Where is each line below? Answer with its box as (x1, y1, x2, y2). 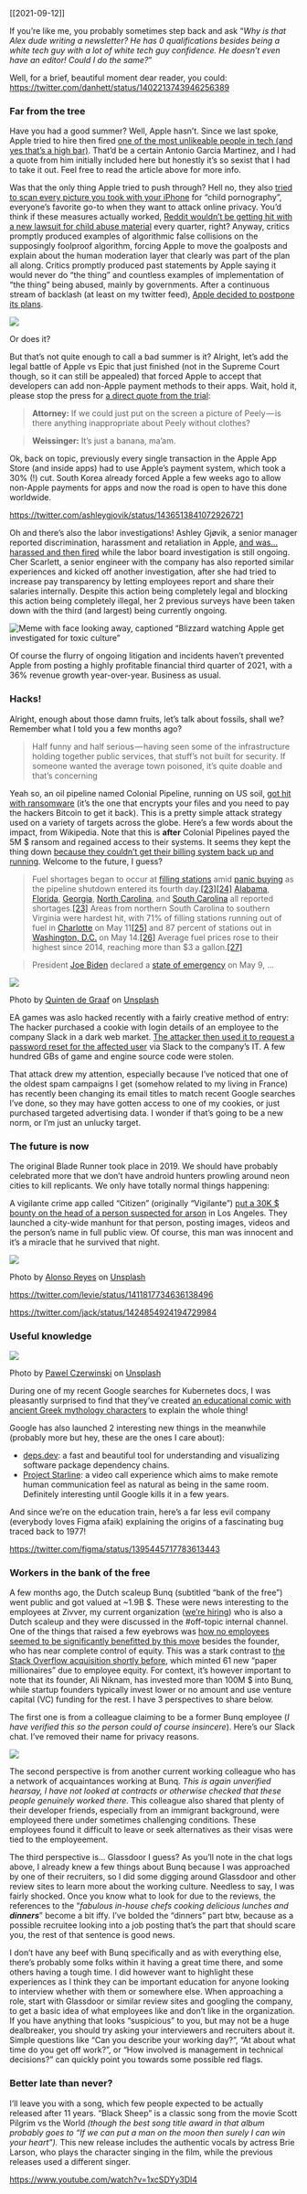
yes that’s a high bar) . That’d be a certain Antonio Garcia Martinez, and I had (9, 145, 297, 156)
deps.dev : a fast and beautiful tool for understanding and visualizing (22, 1450, 281, 1461)
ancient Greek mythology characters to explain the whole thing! (9, 1405, 249, 1416)
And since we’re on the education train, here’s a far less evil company (9, 1506, 271, 1517)
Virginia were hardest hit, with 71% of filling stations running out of (31, 912, 282, 923)
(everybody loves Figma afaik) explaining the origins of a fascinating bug (9, 1516, 284, 1527)
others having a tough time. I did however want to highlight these (9, 1966, 254, 1978)
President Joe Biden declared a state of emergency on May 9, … (31, 959, 274, 970)
